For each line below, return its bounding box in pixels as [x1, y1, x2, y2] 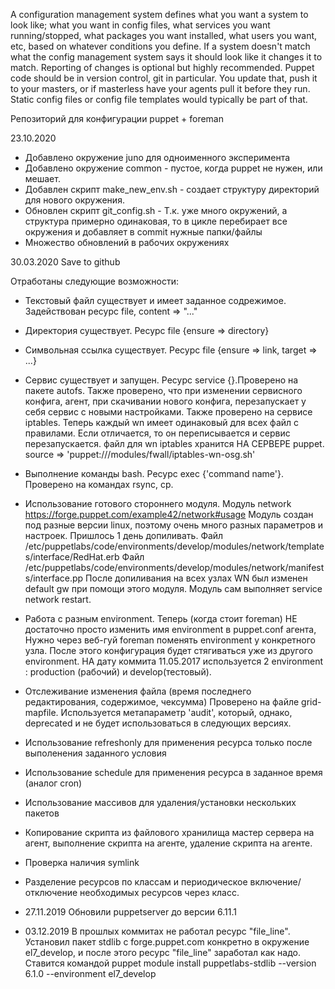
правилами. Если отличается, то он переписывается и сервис [24, 427, 291, 439]
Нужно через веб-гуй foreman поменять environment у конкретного [24, 634, 316, 646]
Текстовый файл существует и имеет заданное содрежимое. [24, 295, 287, 306]
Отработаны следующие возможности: [10, 275, 179, 287]
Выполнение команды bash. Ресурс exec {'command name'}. [24, 468, 285, 479]
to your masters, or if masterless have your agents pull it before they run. [10, 83, 311, 94]
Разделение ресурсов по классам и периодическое [24, 876, 248, 888]
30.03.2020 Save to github [10, 256, 121, 268]
